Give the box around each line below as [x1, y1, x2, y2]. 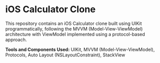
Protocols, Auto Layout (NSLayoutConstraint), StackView [5, 52, 126, 58]
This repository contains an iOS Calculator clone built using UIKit [5, 20, 142, 26]
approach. [5, 37, 27, 43]
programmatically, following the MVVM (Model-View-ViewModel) [5, 25, 143, 31]
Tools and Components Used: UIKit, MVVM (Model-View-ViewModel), [5, 46, 155, 52]
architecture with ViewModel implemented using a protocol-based [5, 31, 145, 37]
